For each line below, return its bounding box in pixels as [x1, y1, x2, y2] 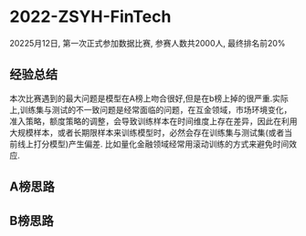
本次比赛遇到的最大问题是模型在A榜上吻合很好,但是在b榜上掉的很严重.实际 [9, 93, 290, 104]
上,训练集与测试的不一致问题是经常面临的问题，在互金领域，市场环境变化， [9, 104, 292, 115]
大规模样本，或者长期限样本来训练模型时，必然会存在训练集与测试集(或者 [9, 127, 285, 138]
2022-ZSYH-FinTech [9, 6, 172, 27]
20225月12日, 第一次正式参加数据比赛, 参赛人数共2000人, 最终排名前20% [9, 37, 286, 48]
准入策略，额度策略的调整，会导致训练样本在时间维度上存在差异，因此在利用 [9, 116, 298, 127]
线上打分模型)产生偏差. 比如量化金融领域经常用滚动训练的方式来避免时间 [16, 139, 290, 149]
